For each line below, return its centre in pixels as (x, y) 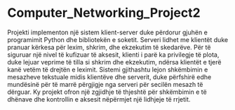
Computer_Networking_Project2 (104, 13)
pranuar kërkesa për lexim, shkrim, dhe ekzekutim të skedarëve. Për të (109, 47)
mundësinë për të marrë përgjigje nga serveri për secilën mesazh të (105, 84)
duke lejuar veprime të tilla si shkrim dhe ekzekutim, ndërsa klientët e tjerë (114, 62)
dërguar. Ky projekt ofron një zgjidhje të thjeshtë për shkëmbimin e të (107, 92)
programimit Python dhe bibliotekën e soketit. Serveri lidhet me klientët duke (118, 39)
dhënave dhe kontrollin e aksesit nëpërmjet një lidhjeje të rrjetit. (99, 99)
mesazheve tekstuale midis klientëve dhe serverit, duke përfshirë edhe (109, 77)
